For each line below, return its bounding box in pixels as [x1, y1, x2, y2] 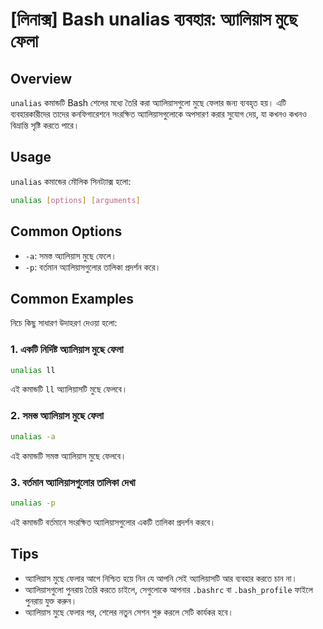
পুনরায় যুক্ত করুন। [24, 594, 78, 607]
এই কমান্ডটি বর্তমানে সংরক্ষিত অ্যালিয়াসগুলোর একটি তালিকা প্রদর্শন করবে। [10, 516, 217, 528]
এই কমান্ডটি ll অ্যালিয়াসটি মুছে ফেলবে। [10, 383, 128, 395]
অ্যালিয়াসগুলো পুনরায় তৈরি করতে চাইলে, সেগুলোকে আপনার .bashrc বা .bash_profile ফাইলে [24, 583, 313, 595]
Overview [10, 70, 73, 87]
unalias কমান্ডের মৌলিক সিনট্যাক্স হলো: [10, 175, 132, 187]
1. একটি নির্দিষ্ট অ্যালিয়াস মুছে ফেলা [10, 343, 124, 357]
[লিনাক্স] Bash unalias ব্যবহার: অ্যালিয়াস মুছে [10, 8, 298, 31]
